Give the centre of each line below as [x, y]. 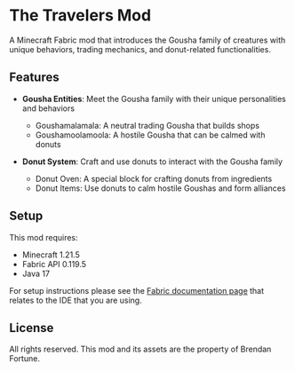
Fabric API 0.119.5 [54, 264]
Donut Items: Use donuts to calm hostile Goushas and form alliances [160, 188]
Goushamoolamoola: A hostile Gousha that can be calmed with [150, 135]
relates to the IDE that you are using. [76, 300]
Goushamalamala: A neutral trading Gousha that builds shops [147, 125]
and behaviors [48, 108]
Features [34, 78]
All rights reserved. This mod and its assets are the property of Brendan [140, 349]
